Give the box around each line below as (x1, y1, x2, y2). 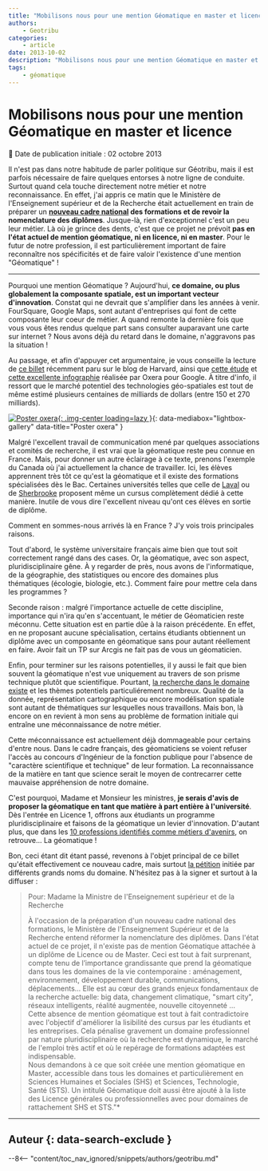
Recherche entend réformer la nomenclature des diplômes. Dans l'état (27, 932, 259, 942)
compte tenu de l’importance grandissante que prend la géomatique (27, 958, 252, 967)
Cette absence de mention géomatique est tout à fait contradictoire (27, 1009, 249, 1019)
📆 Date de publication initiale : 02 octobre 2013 (8, 148, 162, 158)
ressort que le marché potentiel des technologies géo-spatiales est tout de (8, 381, 254, 390)
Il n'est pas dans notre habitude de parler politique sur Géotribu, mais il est (8, 164, 254, 174)
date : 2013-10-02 (8, 49, 66, 57)
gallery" (8, 421, 34, 431)
